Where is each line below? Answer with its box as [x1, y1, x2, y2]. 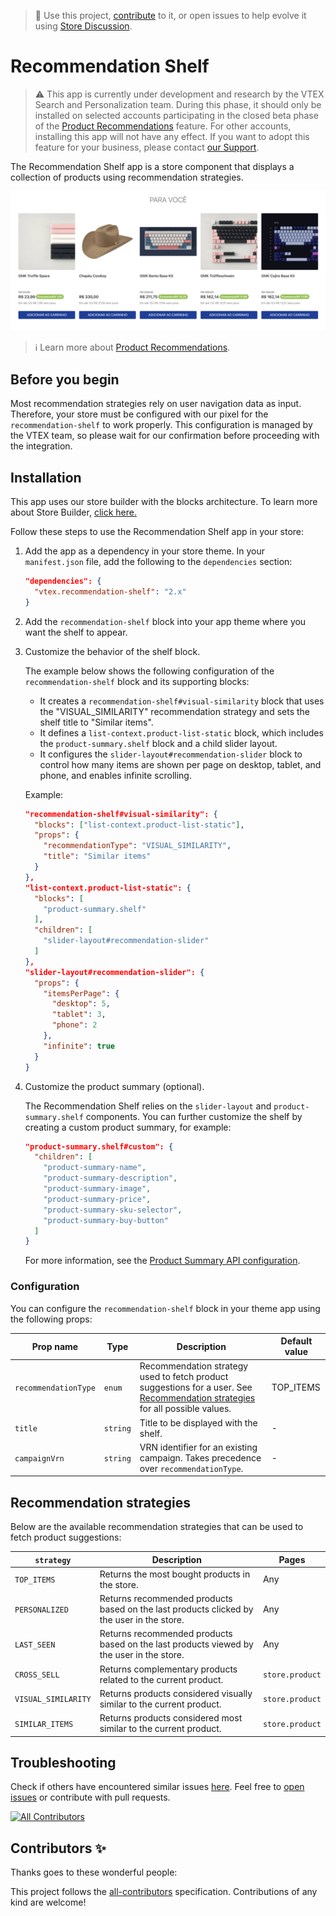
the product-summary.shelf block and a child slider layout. [39, 737, 278, 749]
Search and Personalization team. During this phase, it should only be [34, 98, 322, 110]
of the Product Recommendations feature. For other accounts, [34, 120, 292, 132]
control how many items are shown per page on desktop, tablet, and [39, 758, 322, 770]
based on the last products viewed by [99, 1638, 254, 1650]
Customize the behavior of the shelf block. [24, 645, 201, 657]
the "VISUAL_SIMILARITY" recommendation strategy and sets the [39, 705, 310, 717]
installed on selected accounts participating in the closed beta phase [34, 109, 319, 121]
